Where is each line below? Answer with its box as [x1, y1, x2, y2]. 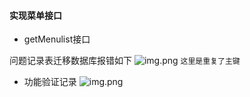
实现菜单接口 [9, 9, 62, 21]
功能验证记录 [23, 76, 77, 88]
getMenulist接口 [23, 33, 91, 45]
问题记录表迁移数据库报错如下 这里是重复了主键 [9, 55, 241, 67]
